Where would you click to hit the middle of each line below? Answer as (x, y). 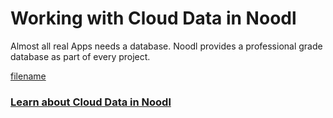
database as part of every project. (80, 56)
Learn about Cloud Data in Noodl (91, 102)
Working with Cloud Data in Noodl (153, 18)
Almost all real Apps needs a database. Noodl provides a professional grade (166, 46)
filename (28, 76)
